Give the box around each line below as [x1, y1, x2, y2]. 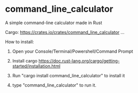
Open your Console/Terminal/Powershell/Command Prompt [12, 48, 133, 54]
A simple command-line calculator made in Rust [5, 20, 103, 26]
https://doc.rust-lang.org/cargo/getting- [38, 58, 120, 63]
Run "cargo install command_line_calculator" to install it [12, 72, 125, 78]
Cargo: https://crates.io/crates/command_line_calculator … [5, 29, 125, 35]
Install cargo [12, 58, 38, 63]
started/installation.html [12, 63, 61, 69]
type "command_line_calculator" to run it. [12, 82, 97, 88]
